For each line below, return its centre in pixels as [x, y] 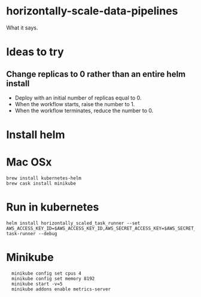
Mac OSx [29, 162]
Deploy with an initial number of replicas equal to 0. [78, 98]
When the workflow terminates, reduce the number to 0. [84, 110]
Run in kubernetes [53, 207]
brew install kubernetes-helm [44, 178]
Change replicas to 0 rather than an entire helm [96, 74]
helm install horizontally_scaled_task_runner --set [73, 223]
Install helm [36, 135]
